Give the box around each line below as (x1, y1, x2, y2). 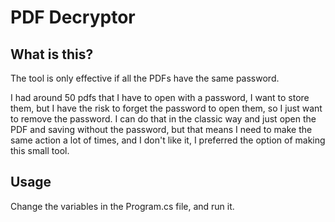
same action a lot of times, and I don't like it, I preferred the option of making (10, 134, 326, 146)
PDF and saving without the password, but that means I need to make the (10, 124, 313, 135)
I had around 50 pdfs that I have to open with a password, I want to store (10, 92, 310, 103)
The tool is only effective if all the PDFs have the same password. (10, 72, 280, 84)
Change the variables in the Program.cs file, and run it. (10, 200, 235, 212)
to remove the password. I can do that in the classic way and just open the (10, 113, 317, 125)
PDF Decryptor (10, 6, 136, 29)
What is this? (10, 46, 94, 63)
